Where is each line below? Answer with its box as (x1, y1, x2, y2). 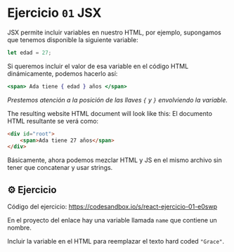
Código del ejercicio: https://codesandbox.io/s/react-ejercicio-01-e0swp (7, 202, 218, 211)
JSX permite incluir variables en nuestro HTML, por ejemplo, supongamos (7, 28, 221, 37)
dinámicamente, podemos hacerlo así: (7, 69, 118, 78)
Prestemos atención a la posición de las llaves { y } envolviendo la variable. (7, 95, 228, 104)
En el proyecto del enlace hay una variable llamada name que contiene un (7, 216, 218, 225)
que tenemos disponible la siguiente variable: (7, 35, 138, 44)
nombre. (7, 223, 32, 232)
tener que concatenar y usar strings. (7, 164, 113, 172)
